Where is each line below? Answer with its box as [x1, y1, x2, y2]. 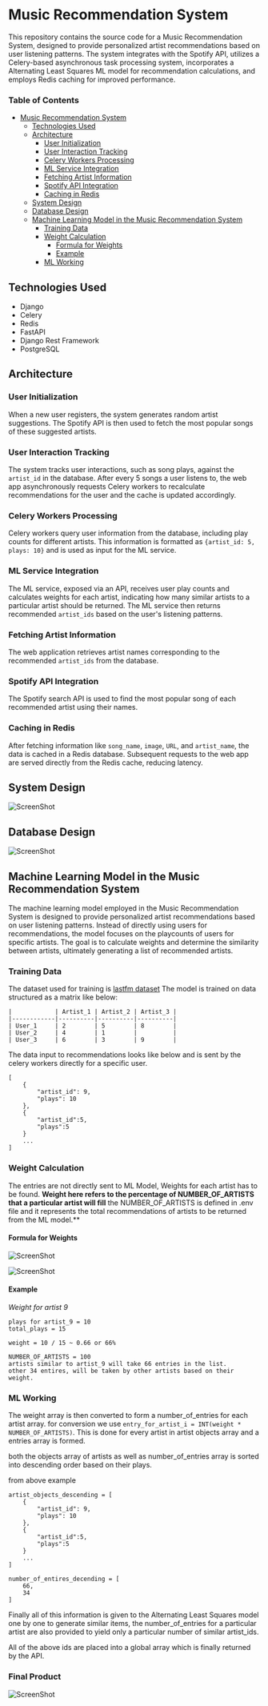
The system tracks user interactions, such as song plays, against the [8, 465, 234, 475]
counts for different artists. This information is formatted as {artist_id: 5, [8, 537, 255, 547]
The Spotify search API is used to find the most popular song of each [8, 694, 236, 703]
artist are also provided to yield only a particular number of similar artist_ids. [8, 1627, 259, 1637]
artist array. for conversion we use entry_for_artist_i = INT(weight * [8, 1419, 242, 1429]
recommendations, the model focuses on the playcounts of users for [8, 928, 234, 938]
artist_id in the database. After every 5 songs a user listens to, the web [8, 474, 247, 483]
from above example [8, 1476, 76, 1485]
